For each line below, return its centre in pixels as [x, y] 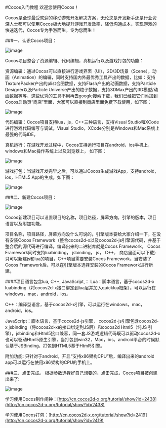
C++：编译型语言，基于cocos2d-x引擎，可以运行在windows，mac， [75, 304]
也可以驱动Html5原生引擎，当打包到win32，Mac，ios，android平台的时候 [80, 339]
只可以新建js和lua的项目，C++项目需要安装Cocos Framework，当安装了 [78, 259]
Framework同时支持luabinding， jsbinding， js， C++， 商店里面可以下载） [82, 253]
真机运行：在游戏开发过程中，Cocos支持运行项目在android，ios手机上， [79, 145]
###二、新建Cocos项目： [31, 197]
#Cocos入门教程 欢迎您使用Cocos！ [42, 7]
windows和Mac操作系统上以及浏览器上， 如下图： [56, 151]
